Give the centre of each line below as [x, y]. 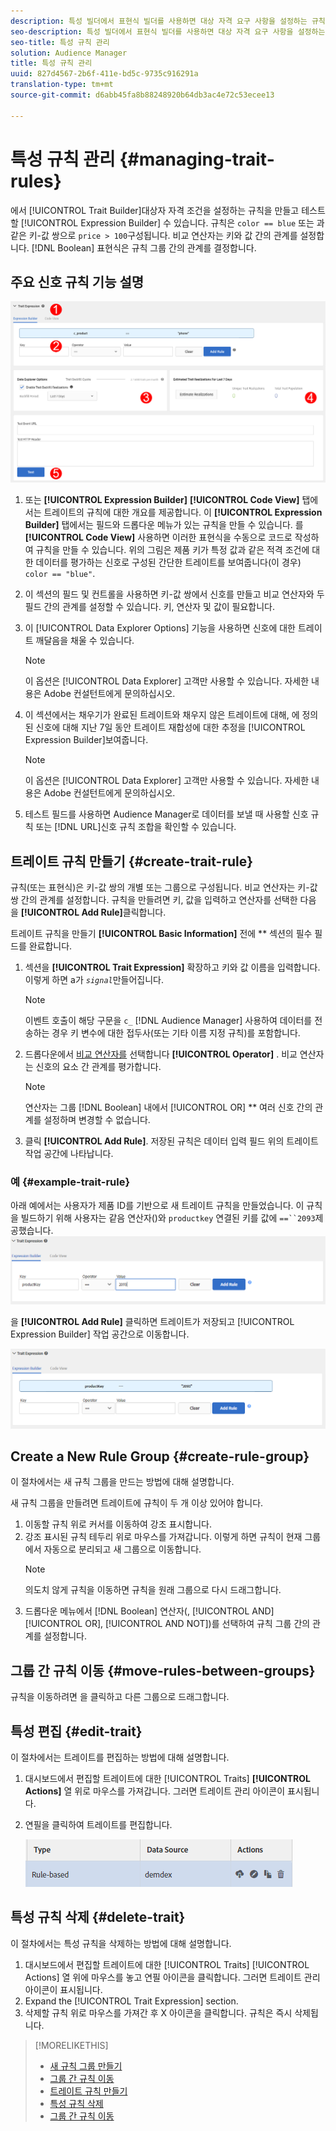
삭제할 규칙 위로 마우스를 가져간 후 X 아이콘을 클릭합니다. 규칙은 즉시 [158, 2012]
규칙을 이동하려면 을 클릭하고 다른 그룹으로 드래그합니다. [120, 1697]
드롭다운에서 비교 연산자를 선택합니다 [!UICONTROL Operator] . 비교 [161, 1054]
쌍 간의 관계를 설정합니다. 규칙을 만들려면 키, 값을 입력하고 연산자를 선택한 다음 [163, 900]
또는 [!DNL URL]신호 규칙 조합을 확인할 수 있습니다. [136, 827]
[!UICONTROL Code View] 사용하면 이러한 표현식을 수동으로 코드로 [158, 537]
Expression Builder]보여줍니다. [86, 740]
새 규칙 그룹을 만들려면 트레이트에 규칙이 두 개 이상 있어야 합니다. [137, 1503]
